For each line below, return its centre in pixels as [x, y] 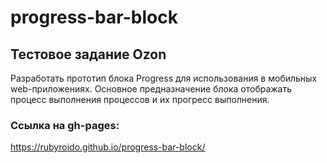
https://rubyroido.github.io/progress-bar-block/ [108, 147]
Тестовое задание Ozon [88, 54]
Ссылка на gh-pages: [65, 125]
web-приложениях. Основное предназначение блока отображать [151, 89]
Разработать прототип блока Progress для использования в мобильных [164, 78]
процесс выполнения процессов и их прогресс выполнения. [140, 99]
